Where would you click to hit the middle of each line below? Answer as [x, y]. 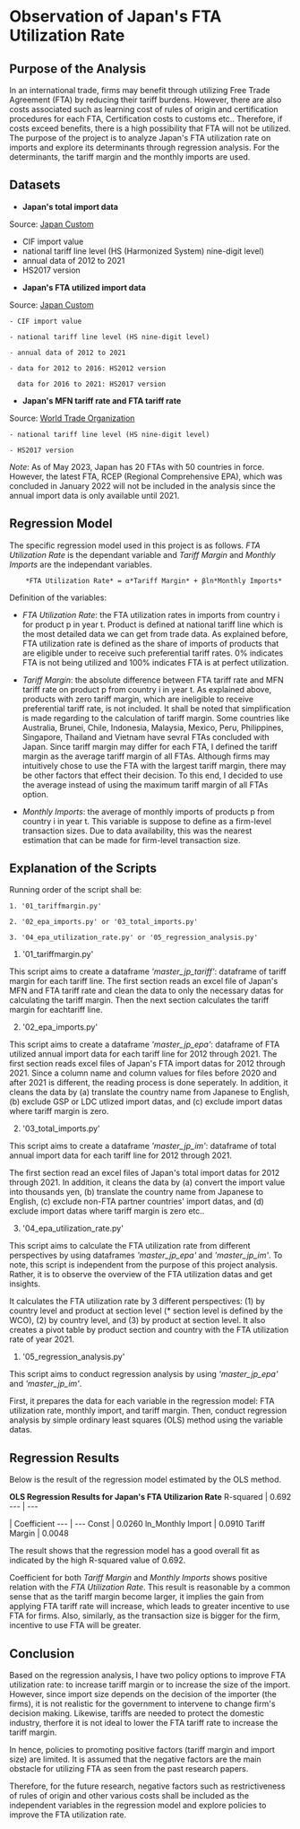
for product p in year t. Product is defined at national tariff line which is [153, 624]
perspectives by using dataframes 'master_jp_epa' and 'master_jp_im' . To [146, 1255]
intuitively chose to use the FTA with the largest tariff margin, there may [154, 765]
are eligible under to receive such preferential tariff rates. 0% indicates [153, 653]
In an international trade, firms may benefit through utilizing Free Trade [140, 90]
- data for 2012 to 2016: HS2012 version [88, 368]
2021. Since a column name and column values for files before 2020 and [143, 1073]
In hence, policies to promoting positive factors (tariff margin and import [142, 1750]
